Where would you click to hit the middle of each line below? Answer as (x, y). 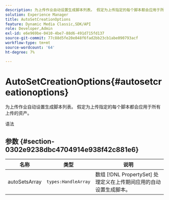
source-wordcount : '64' (30, 47)
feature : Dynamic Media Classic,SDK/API (48, 24)
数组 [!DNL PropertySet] (124, 175)
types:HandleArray (68, 182)
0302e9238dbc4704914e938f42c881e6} (72, 149)
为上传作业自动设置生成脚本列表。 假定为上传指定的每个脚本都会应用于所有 (83, 107)
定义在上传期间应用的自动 (131, 182)
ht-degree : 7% (20, 52)
